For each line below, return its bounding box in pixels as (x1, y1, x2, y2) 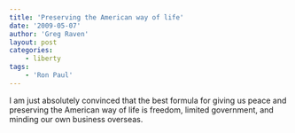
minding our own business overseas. (9, 113, 144, 124)
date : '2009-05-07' (9, 21, 82, 30)
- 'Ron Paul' (25, 71, 74, 80)
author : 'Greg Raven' (9, 29, 89, 38)
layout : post (9, 37, 58, 47)
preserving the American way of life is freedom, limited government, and (9, 104, 275, 115)
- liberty (25, 54, 62, 63)
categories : (9, 46, 53, 55)
